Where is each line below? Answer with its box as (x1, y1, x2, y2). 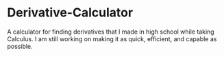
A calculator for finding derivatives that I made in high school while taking (7, 27, 214, 36)
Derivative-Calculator (7, 5, 134, 21)
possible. (7, 42, 33, 50)
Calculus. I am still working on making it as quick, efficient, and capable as (7, 34, 217, 43)
